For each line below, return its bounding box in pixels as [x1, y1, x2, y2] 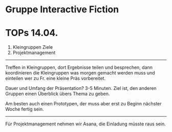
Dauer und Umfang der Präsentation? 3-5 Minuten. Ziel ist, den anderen [5, 85, 157, 91]
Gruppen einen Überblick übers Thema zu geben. [5, 91, 110, 97]
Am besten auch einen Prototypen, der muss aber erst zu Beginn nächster [5, 101, 162, 107]
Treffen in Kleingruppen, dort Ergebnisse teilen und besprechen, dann [5, 64, 153, 70]
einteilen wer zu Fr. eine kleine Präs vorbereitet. [5, 76, 106, 82]
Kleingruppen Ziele [12, 44, 53, 50]
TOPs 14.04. [5, 27, 58, 39]
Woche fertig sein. [5, 106, 45, 112]
